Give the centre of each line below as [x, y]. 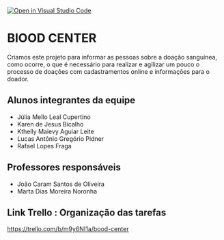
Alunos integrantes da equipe [71, 100]
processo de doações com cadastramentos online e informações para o [109, 71]
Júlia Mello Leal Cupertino [54, 117]
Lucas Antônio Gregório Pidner [60, 138]
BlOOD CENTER [52, 38]
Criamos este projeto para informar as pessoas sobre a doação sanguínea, [112, 57]
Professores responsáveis [64, 168]
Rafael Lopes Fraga [44, 146]
